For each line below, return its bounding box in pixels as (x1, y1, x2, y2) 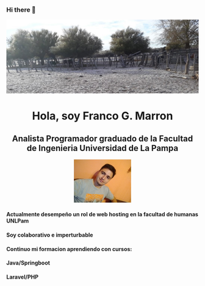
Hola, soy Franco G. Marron (32, 109, 173, 123)
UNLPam (6, 217, 29, 225)
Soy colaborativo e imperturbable (6, 231, 93, 238)
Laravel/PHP (6, 273, 38, 280)
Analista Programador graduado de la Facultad (12, 133, 193, 144)
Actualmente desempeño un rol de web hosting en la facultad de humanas (6, 211, 198, 218)
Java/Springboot (6, 259, 51, 266)
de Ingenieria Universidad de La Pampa (26, 143, 179, 153)
